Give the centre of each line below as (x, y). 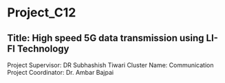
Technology (43, 48)
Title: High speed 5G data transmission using (106, 38)
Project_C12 (42, 13)
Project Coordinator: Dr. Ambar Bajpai (61, 72)
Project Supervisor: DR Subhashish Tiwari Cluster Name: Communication (111, 65)
